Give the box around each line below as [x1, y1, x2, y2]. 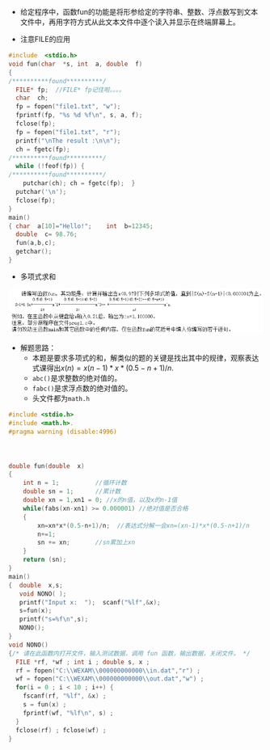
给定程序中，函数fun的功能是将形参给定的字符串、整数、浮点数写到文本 [19, 7, 259, 16]
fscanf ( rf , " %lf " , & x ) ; [23, 692, 107, 701]
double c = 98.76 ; [15, 230, 78, 238]
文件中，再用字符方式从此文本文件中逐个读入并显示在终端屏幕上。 [19, 17, 240, 27]
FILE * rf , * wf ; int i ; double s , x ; [15, 658, 150, 666]
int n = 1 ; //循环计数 [23, 479, 127, 487]
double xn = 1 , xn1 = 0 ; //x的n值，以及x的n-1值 [23, 496, 178, 504]
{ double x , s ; [8, 581, 63, 589]
